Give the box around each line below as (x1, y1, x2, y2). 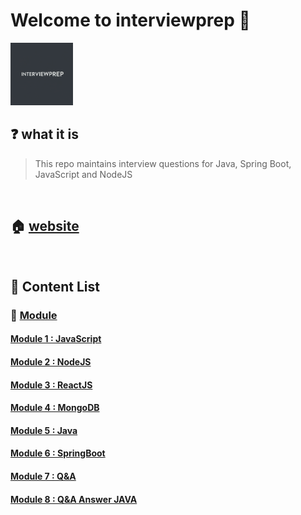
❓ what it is (10, 126, 79, 143)
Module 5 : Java (10, 424, 78, 436)
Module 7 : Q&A (10, 470, 77, 483)
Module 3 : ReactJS (10, 379, 93, 391)
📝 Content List (10, 278, 100, 295)
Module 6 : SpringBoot (10, 447, 106, 459)
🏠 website (10, 218, 80, 235)
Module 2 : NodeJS (10, 356, 92, 368)
